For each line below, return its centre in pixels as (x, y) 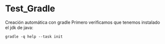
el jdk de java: (19, 27)
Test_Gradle (30, 9)
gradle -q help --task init (34, 37)
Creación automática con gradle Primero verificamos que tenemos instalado (83, 22)
